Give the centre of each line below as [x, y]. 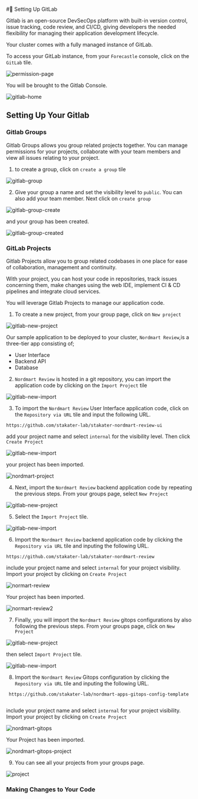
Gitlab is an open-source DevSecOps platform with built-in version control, [97, 20]
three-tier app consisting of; [40, 343]
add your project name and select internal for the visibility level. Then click [98, 436]
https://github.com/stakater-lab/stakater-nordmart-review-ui [84, 425]
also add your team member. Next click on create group [83, 198]
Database [26, 368]
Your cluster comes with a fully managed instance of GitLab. [79, 45]
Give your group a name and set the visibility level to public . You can [98, 192]
